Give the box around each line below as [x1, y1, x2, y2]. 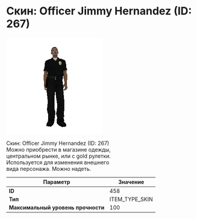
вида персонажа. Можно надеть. [6, 165, 92, 172]
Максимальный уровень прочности [8, 204, 105, 211]
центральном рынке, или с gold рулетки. [6, 152, 111, 159]
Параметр [43, 179, 70, 186]
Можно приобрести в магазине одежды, [6, 146, 111, 153]
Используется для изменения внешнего [6, 158, 110, 166]
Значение [118, 179, 145, 186]
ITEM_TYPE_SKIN [109, 196, 154, 203]
